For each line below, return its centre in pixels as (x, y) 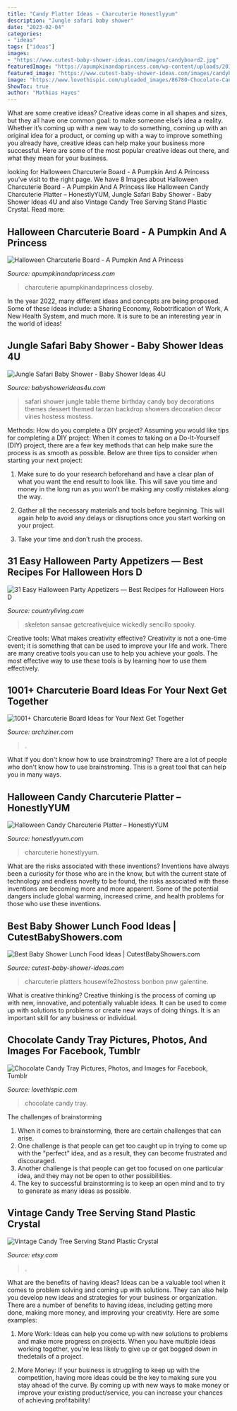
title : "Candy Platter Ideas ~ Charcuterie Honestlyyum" (93, 14)
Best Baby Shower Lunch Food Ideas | (92, 926)
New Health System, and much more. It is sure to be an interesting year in (114, 316)
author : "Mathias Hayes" (44, 93)
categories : (25, 34)
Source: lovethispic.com (42, 1089)
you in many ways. (35, 775)
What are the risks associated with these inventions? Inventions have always (118, 866)
